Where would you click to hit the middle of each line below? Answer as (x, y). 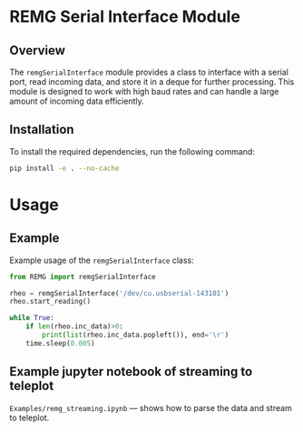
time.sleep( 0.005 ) (60, 343)
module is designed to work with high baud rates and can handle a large (144, 91)
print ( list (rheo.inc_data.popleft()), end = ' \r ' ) (136, 335)
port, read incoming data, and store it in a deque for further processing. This (152, 82)
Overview (38, 50)
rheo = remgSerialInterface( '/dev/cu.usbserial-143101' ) (119, 293)
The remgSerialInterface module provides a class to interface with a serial (149, 72)
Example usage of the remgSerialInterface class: (102, 260)
